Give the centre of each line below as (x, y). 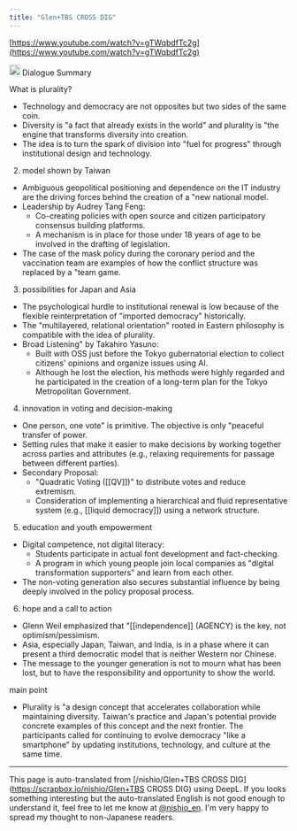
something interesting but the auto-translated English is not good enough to (147, 798)
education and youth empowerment (87, 527)
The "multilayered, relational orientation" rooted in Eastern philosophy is (153, 326)
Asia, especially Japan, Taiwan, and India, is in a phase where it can (145, 645)
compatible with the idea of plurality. (88, 335)
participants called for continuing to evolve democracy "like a (133, 735)
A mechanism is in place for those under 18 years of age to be (148, 235)
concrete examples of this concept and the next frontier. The (133, 726)
